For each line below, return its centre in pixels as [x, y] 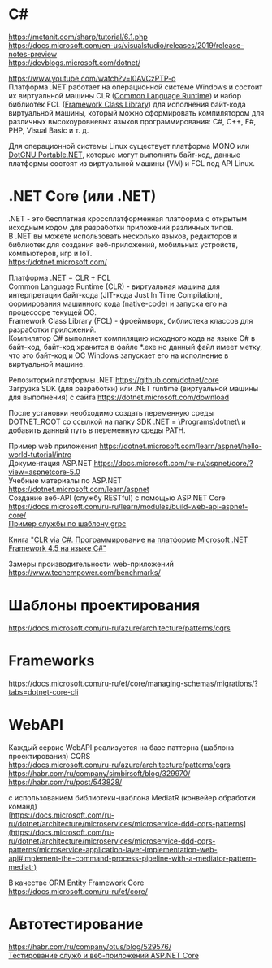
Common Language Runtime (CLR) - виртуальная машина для [114, 286]
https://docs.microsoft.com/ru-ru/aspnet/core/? [173, 463]
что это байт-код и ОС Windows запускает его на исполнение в [119, 355]
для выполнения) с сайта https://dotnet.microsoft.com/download [119, 397]
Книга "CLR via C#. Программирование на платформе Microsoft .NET [128, 539]
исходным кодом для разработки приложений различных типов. [121, 227]
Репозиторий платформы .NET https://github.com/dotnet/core [114, 380]
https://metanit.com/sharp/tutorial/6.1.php [78, 37]
